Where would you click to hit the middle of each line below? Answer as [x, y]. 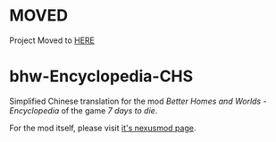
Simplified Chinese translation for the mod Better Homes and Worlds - [138, 101]
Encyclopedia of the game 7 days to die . [84, 110]
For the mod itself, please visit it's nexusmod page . [103, 128]
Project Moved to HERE [52, 40]
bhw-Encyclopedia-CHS [101, 76]
